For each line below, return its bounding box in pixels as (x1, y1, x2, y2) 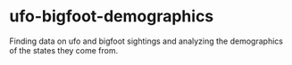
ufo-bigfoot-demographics (9, 6, 214, 27)
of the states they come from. (9, 45, 119, 55)
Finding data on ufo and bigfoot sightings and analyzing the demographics (9, 36, 284, 46)
